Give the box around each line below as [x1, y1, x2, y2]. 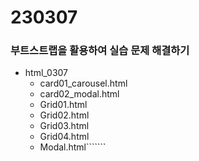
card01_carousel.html [39, 77, 128, 90]
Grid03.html [39, 120, 90, 132]
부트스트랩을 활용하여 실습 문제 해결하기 [10, 44, 190, 58]
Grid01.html [39, 99, 88, 111]
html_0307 [24, 67, 69, 79]
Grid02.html [39, 109, 90, 121]
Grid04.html [39, 131, 90, 143]
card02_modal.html [39, 88, 120, 100]
